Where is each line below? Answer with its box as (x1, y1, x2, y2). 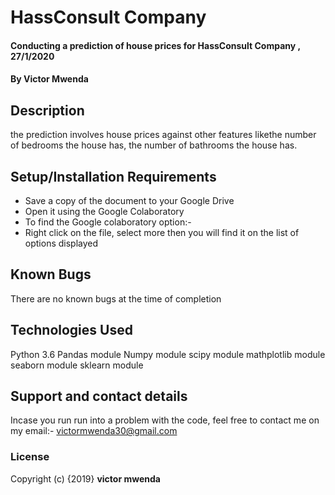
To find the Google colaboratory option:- (24, 216, 192, 228)
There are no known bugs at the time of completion (10, 292, 222, 305)
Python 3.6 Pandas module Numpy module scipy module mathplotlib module (10, 348, 326, 360)
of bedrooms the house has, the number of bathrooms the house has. (10, 139, 298, 151)
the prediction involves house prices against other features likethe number (10, 129, 317, 141)
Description (10, 102, 85, 119)
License (10, 450, 50, 464)
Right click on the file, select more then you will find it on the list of (24, 227, 300, 238)
